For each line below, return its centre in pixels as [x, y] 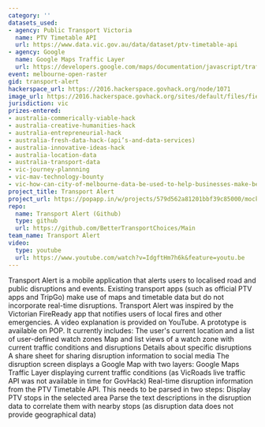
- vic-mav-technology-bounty [56, 177]
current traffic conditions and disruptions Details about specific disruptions [130, 347]
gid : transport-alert [44, 81]
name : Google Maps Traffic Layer [70, 60]
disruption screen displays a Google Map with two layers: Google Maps [124, 364]
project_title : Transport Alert [61, 191]
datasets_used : [33, 23]
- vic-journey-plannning [49, 170]
